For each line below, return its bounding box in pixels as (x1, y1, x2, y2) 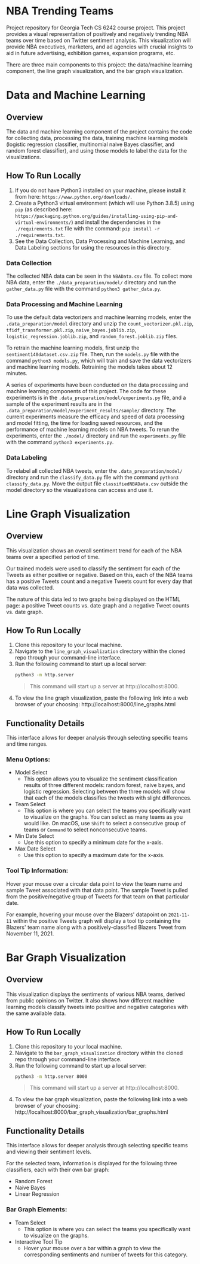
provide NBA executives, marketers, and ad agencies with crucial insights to (6, 43, 193, 50)
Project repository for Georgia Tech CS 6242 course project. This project (6, 24, 186, 31)
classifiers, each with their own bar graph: (6, 1166, 110, 1174)
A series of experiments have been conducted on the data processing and (6, 381, 189, 388)
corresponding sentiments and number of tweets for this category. (23, 1251, 188, 1258)
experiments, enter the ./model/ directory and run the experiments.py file (6, 432, 186, 439)
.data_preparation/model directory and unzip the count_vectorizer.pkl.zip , (6, 320, 194, 327)
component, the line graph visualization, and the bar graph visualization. (6, 67, 184, 74)
